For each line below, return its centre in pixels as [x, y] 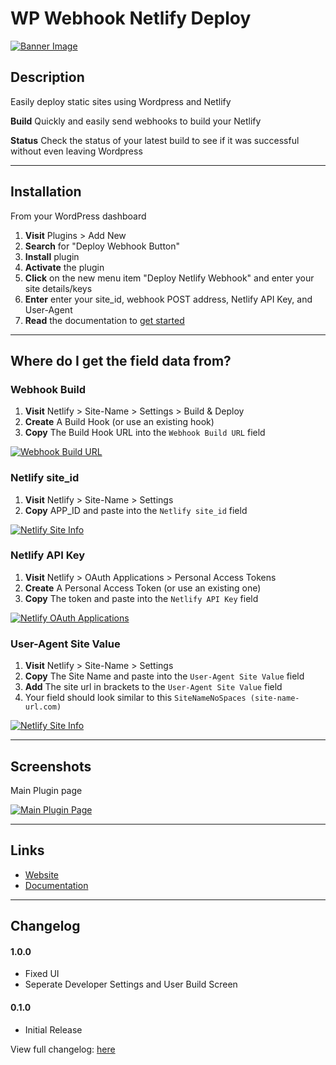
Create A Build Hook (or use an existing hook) [119, 422]
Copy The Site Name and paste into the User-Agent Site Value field [164, 676]
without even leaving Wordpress [76, 151]
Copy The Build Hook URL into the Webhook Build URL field [145, 433]
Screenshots [51, 766]
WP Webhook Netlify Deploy [131, 18]
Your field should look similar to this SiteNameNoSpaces [135, 698]
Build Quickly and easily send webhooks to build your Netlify [136, 121]
